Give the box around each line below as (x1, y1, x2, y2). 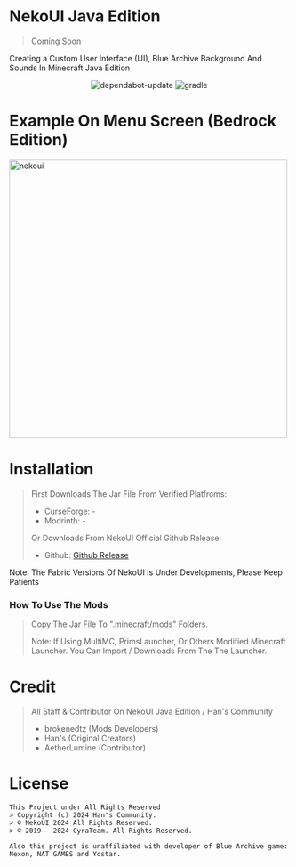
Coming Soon (30, 36, 82, 46)
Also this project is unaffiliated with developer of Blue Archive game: (9, 841, 289, 851)
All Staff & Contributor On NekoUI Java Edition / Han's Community (30, 706, 274, 717)
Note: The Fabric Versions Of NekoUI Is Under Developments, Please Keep (9, 567, 283, 578)
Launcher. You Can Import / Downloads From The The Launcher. (30, 645, 268, 656)
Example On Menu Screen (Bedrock (9, 111, 277, 131)
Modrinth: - (44, 515, 86, 526)
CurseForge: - (44, 506, 96, 516)
